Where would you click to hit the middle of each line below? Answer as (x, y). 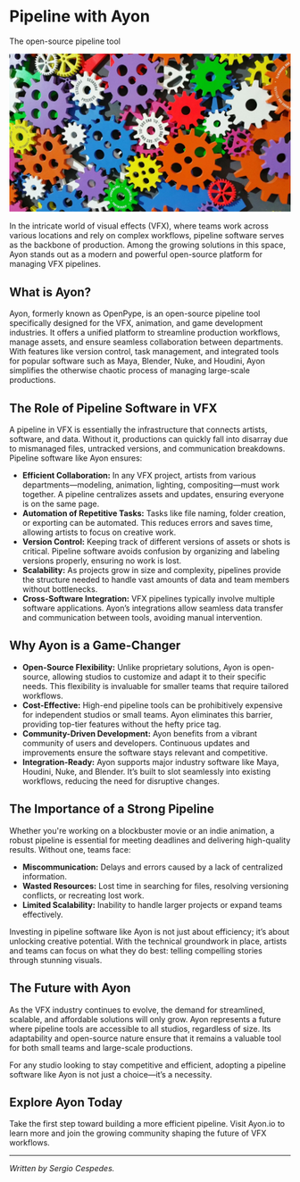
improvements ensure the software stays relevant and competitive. (145, 753)
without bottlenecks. (60, 589)
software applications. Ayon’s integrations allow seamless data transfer (153, 608)
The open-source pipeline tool (65, 41)
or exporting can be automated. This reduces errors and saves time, (147, 523)
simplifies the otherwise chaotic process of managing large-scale (129, 370)
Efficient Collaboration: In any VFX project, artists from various (139, 476)
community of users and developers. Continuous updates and (136, 743)
